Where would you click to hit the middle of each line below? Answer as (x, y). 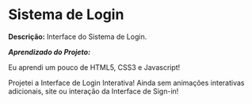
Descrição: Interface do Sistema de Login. (78, 37)
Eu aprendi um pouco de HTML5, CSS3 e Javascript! (94, 67)
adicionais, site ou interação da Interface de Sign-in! (94, 91)
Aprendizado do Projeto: (50, 52)
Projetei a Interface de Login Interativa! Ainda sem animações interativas (126, 83)
